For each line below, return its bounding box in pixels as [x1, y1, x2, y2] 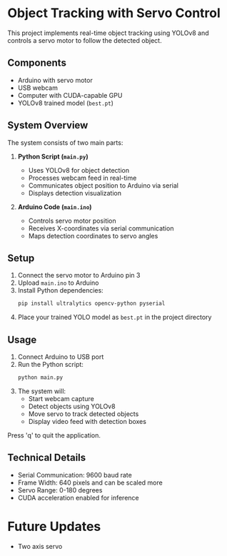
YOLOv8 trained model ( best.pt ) [17, 98, 114, 107]
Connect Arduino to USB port [17, 353, 104, 361]
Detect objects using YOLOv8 [28, 402, 116, 410]
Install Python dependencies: [17, 286, 104, 295]
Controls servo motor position [28, 216, 116, 225]
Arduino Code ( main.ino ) [17, 202, 92, 211]
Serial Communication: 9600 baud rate [17, 470, 132, 479]
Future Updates [7, 518, 101, 535]
